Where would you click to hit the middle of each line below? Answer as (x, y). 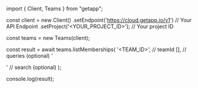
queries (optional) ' (30, 56)
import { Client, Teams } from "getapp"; (55, 9)
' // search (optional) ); (34, 67)
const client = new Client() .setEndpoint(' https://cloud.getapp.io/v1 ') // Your (99, 20)
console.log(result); (30, 79)
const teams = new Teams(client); (48, 38)
